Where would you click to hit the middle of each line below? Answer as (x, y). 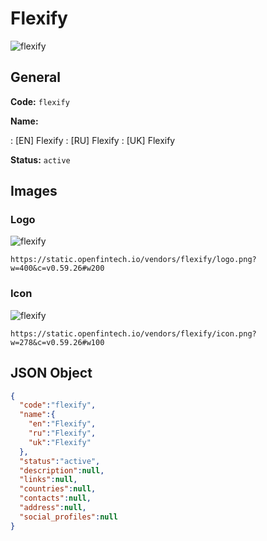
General (36, 77)
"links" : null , (48, 480)
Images (34, 191)
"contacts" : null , (55, 498)
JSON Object (51, 373)
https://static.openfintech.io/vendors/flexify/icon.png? (133, 333)
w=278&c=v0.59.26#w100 (57, 342)
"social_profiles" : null (68, 517)
